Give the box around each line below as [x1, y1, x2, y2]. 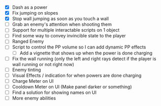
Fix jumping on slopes [12, 10, 58, 16]
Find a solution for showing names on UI [12, 89, 97, 95]
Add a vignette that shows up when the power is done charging [19, 50, 153, 56]
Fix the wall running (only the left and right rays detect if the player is [12, 56, 156, 62]
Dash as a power [12, 5, 48, 10]
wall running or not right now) [12, 61, 75, 67]
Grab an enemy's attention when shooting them [12, 21, 112, 27]
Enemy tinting [12, 67, 41, 73]
